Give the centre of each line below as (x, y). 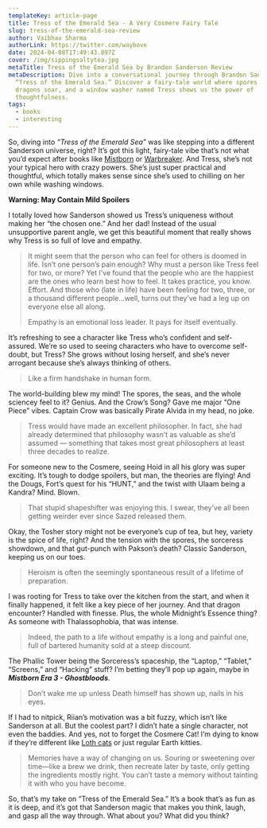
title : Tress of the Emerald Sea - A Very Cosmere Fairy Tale (113, 23)
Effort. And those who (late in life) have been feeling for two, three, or (141, 289)
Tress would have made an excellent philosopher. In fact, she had (135, 426)
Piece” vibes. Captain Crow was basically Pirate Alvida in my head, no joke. (132, 410)
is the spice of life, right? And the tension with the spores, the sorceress (126, 540)
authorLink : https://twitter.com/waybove (78, 45)
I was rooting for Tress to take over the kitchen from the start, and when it (129, 596)
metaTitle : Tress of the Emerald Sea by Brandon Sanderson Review (120, 68)
